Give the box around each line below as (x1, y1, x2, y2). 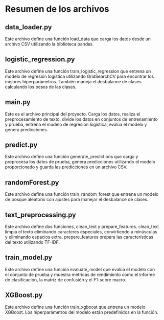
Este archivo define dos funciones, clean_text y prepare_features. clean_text (5, 224, 159, 229)
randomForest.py (5, 178, 59, 186)
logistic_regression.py (5, 55, 75, 64)
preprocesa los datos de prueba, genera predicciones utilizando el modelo (5, 159, 156, 165)
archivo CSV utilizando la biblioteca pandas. (5, 41, 94, 47)
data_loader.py (5, 23, 52, 31)
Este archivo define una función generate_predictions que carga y (5, 154, 139, 160)
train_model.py (5, 253, 52, 262)
